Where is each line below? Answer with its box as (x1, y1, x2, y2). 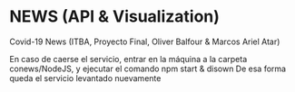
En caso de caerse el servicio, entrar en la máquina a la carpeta (9, 53, 248, 64)
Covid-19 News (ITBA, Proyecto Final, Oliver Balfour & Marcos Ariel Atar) (9, 36, 280, 47)
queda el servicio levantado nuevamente (9, 72, 162, 83)
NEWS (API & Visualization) (9, 6, 221, 27)
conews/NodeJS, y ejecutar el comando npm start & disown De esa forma (9, 63, 287, 74)
